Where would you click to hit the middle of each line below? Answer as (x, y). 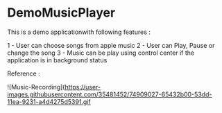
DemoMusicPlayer (61, 13)
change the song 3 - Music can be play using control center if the (101, 53)
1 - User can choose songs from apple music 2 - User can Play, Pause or (111, 45)
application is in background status (57, 60)
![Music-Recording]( (36, 87)
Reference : (24, 73)
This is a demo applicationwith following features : (79, 32)
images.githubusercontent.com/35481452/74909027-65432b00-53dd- (110, 94)
